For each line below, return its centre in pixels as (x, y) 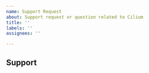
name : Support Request (34, 11)
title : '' (18, 22)
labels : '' (19, 28)
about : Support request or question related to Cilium (75, 17)
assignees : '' (24, 34)
